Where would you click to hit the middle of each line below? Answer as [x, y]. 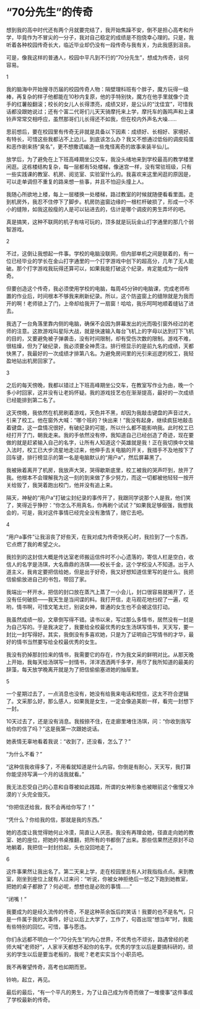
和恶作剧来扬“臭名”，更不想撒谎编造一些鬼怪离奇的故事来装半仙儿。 [89, 146]
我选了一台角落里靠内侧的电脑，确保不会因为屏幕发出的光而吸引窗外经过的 [97, 323]
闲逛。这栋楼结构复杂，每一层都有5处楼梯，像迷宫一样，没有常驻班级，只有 [99, 166]
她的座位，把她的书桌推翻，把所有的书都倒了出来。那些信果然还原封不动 [105, 840]
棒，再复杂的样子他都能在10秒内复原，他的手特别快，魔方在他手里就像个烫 [98, 97]
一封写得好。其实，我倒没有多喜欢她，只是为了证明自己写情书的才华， [102, 634]
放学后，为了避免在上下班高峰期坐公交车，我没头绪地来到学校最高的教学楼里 [100, 159]
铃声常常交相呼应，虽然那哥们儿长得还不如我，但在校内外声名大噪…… [92, 119]
